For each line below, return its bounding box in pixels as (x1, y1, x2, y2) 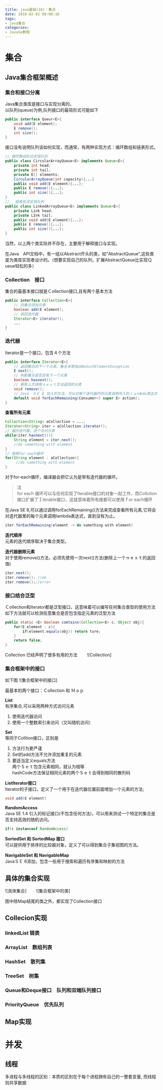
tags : (5, 16, 16, 21)
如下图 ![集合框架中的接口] (5, 677, 58, 683)
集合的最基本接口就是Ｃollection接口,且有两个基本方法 (5, 288, 113, 294)
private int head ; (14, 163, 51, 168)
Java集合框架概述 (5, 73, 58, 81)
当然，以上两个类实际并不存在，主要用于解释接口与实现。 (5, 241, 120, 246)
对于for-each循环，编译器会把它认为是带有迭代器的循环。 (5, 474, 120, 480)
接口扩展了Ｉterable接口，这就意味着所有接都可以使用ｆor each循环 (16, 497, 153, 502)
